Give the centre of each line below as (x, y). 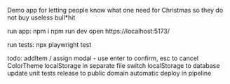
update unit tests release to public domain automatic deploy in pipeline (109, 73)
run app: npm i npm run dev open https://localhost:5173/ (89, 31)
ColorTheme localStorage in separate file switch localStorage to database (114, 65)
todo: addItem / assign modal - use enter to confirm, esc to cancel (103, 58)
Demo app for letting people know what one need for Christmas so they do (115, 10)
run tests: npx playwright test (49, 44)
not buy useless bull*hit (41, 17)
